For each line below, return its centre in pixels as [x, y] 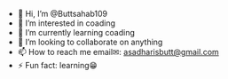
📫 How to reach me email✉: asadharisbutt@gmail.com [118, 52]
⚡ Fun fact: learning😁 [57, 65]
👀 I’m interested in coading [67, 23]
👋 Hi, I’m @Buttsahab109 [63, 14]
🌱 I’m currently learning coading [76, 32]
